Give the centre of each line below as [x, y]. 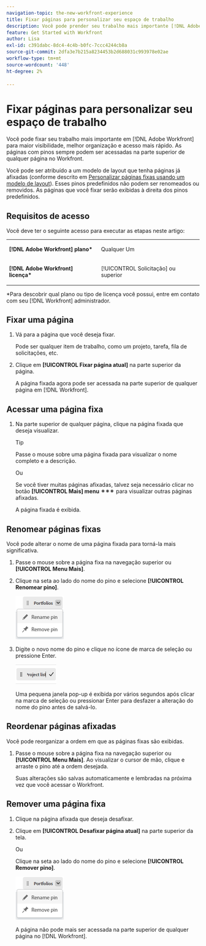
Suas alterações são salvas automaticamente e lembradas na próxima [103, 778]
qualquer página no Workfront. [45, 159]
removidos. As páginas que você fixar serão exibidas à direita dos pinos [97, 190]
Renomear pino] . [37, 588]
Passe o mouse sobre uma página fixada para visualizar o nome [96, 454]
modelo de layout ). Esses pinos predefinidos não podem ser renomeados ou [103, 184]
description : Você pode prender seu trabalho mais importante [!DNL [96, 26]
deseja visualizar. [37, 431]
